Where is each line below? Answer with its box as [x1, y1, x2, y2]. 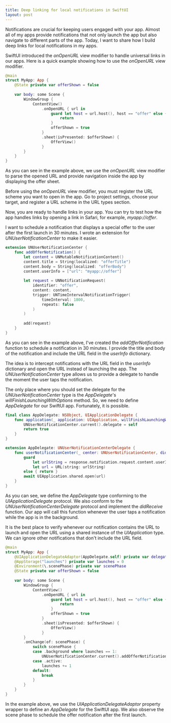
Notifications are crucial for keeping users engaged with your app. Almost [5, 26, 160, 32]
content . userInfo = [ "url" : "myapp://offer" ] [23, 269, 122, 274]
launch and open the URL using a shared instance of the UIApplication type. [5, 529, 165, 535]
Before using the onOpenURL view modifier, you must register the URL [5, 188, 153, 194]
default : [32, 668, 51, 673]
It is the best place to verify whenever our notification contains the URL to [5, 524, 160, 530]
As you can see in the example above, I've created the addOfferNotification [5, 340, 164, 346]
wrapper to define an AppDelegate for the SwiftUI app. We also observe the [5, 706, 164, 712]
